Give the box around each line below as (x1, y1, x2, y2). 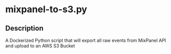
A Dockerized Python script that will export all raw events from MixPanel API (5, 37, 166, 43)
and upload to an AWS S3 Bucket (5, 43, 75, 49)
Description (5, 24, 44, 33)
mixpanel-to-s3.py (5, 4, 88, 15)
